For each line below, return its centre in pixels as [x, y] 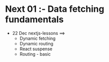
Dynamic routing [36, 43]
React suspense [36, 49]
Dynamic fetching [37, 38]
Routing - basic [35, 54]
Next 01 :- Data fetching [55, 9]
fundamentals [35, 19]
